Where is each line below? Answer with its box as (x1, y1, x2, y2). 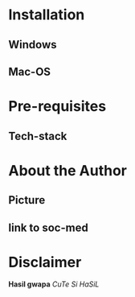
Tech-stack (8, 129, 67, 142)
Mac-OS (8, 64, 51, 78)
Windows (8, 38, 57, 52)
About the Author (8, 161, 127, 179)
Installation (8, 6, 85, 24)
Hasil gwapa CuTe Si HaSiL (8, 279, 100, 289)
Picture (8, 193, 46, 207)
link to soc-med (8, 221, 88, 234)
